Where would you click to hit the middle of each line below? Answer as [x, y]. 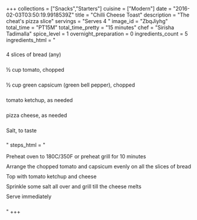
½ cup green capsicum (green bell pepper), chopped [71, 85]
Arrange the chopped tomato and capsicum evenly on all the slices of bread [98, 166]
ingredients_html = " [31, 40]
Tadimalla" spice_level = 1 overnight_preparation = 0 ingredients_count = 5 [97, 34]
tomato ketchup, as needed [39, 100]
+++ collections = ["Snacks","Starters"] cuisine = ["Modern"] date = [89, 9]
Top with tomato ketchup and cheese [51, 176]
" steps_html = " [26, 145]
